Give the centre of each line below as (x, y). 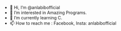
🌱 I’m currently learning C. (36, 18)
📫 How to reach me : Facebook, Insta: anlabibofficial (63, 23)
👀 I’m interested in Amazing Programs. (48, 13)
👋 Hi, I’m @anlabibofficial (35, 8)
